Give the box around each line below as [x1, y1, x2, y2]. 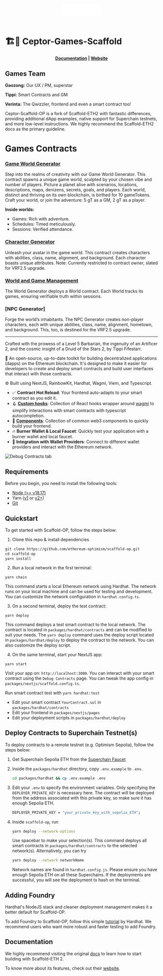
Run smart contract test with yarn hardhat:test [5, 690, 100, 696]
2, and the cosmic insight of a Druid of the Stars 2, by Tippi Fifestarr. [5, 346, 142, 352]
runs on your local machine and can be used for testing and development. [5, 588, 153, 594]
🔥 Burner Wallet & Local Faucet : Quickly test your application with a [12, 428, 149, 434]
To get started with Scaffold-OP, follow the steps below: [5, 527, 117, 533]
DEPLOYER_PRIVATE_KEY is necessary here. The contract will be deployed [12, 789, 154, 795]
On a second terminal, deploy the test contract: [12, 603, 107, 609]
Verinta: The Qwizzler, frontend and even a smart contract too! [5, 101, 131, 107]
